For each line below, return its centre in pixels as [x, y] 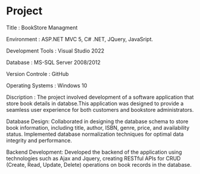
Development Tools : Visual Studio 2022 [55, 51]
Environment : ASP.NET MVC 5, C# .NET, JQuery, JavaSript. [80, 39]
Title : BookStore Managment [42, 28]
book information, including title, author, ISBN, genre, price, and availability [98, 127]
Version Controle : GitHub [37, 74]
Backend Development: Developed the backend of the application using [94, 152]
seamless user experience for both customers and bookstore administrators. [100, 109]
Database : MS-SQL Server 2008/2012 [54, 62]
